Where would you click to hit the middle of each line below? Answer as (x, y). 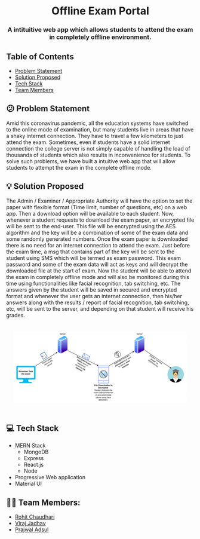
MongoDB (36, 452)
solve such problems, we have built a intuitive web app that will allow (91, 161)
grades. (16, 315)
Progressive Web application (50, 477)
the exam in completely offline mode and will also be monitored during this (98, 277)
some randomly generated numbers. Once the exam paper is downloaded (97, 239)
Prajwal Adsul (32, 529)
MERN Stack (30, 446)
